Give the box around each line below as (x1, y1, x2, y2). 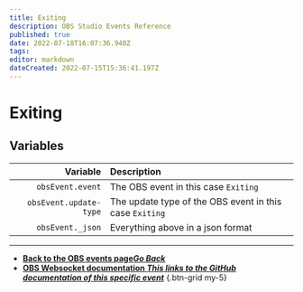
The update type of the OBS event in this (109, 195, 282, 208)
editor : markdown (9, 55, 75, 64)
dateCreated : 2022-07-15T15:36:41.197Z (9, 64, 160, 73)
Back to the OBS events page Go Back (22, 252, 166, 263)
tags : (9, 47, 30, 56)
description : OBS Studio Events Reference (9, 22, 171, 31)
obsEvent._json (35, 222, 102, 232)
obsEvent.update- (26, 197, 102, 208)
